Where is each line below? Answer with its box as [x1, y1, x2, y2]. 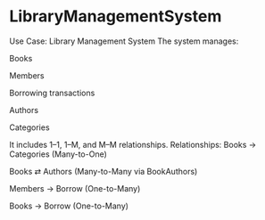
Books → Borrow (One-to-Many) [9, 200, 129, 211]
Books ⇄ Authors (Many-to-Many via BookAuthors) [9, 166, 198, 176]
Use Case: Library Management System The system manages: [9, 36, 239, 46]
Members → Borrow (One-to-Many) [9, 183, 141, 193]
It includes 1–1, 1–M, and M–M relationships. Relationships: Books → [9, 139, 257, 150]
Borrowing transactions [9, 87, 95, 98]
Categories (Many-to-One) [9, 149, 107, 159]
